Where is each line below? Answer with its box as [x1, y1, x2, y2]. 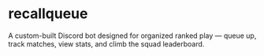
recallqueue [8, 5, 88, 23]
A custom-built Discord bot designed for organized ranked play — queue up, [8, 31, 257, 40]
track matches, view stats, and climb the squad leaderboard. [8, 39, 205, 48]
